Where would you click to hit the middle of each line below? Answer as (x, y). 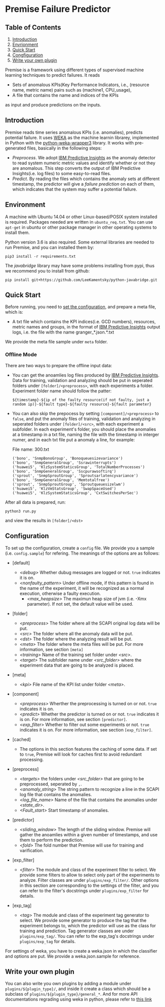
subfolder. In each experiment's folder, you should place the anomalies (84, 429)
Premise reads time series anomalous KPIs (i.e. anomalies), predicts (74, 132)
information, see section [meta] (51, 649)
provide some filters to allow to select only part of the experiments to (90, 875)
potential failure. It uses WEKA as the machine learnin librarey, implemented (82, 138)
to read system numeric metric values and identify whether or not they (84, 163)
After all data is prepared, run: (35, 502)
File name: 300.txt (31, 449)
